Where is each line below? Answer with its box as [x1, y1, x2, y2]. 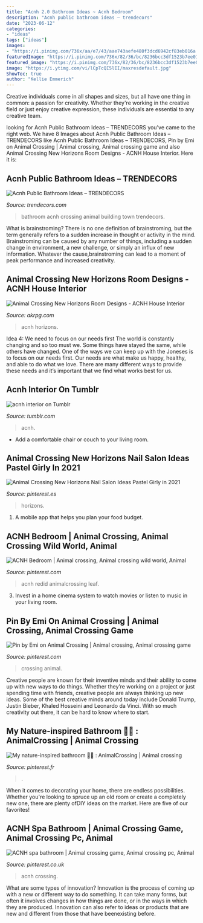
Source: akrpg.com [6, 311, 54, 319]
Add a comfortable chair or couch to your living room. [14, 436, 149, 443]
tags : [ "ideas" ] [6, 37, 47, 43]
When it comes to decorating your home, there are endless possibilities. [6, 786, 185, 794]
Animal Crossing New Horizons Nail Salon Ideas [6, 453, 190, 463]
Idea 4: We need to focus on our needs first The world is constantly [6, 335, 174, 342]
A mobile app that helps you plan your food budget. [14, 514, 143, 521]
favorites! [6, 806, 30, 813]
